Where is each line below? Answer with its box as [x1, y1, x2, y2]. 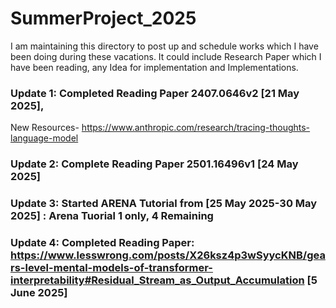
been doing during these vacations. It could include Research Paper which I [10, 50, 322, 62]
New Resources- [10, 122, 80, 134]
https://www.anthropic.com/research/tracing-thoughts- [81, 122, 311, 134]
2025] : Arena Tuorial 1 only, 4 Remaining [10, 209, 214, 223]
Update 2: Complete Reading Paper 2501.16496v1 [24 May [10, 157, 299, 171]
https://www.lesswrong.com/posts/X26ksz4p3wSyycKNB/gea [10, 248, 326, 262]
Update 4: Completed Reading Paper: [10, 236, 195, 249]
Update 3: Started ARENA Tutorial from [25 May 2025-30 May [10, 197, 318, 211]
